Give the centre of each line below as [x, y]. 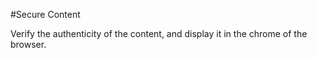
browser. [28, 44]
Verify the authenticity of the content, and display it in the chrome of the [159, 33]
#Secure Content [45, 14]
